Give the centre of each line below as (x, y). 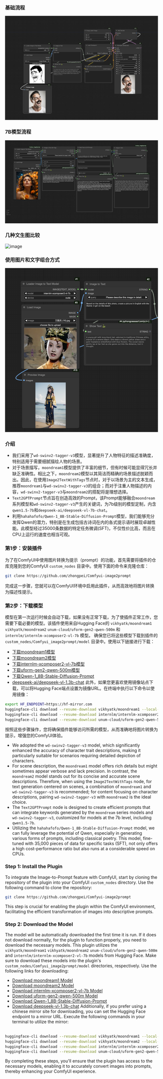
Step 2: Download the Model (39, 924)
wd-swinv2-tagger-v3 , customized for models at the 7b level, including (82, 818)
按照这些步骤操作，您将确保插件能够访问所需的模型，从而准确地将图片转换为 (81, 730)
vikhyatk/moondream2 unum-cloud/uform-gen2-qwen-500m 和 (63, 629)
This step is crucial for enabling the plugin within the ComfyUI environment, (81, 906)
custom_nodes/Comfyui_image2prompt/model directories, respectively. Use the (81, 966)
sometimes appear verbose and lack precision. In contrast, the (74, 771)
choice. (20, 802)
